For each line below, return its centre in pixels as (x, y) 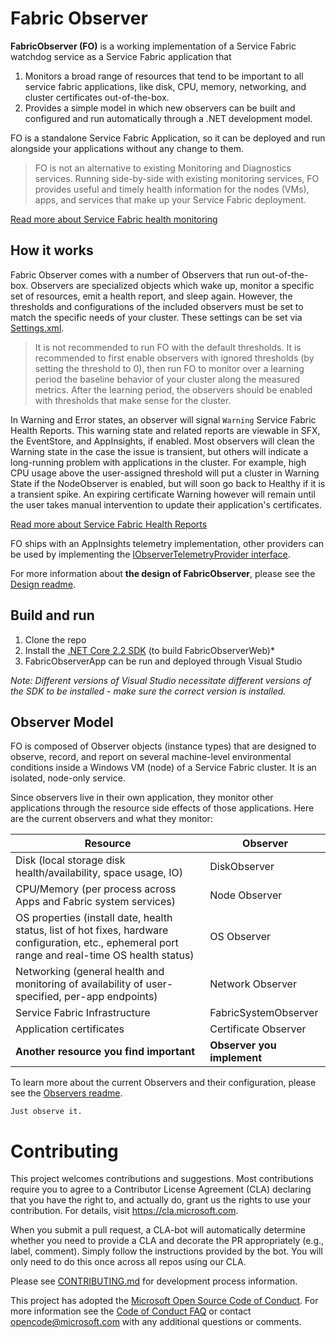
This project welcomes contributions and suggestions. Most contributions (162, 1179)
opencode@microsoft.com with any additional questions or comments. (156, 1322)
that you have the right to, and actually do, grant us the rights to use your (161, 1200)
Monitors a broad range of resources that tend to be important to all (164, 76)
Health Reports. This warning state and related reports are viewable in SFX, (165, 430)
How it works (52, 250)
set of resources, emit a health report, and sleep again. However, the (151, 296)
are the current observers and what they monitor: (111, 819)
